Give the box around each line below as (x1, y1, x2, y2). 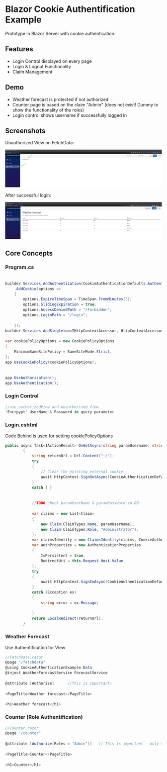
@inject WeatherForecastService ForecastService (5, 671, 108, 675)
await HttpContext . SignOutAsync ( (40, 474, 110, 480)
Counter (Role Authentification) (5, 714, 83, 721)
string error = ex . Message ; (40, 600, 99, 605)
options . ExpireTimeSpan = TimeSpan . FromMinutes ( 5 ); (23, 297, 133, 302)
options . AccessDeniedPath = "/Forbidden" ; (23, 307, 112, 312)
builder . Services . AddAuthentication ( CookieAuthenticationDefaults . (5, 281, 148, 286)
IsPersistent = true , (40, 553, 85, 558)
